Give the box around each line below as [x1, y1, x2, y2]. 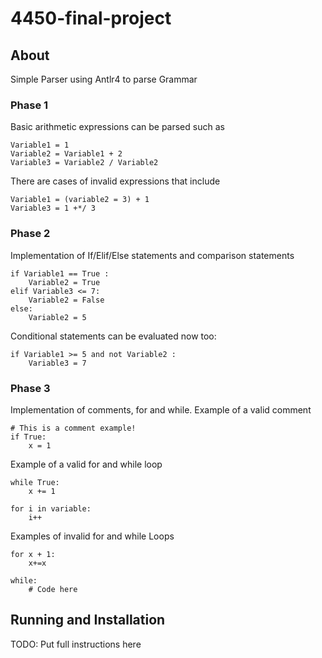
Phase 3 [10, 381, 51, 395]
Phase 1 [10, 98, 49, 112]
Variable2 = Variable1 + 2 [10, 149, 123, 159]
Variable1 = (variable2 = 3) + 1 [10, 195, 150, 205]
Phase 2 [10, 227, 51, 241]
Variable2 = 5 [28, 312, 87, 322]
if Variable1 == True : [10, 268, 110, 279]
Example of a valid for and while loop [10, 458, 163, 470]
